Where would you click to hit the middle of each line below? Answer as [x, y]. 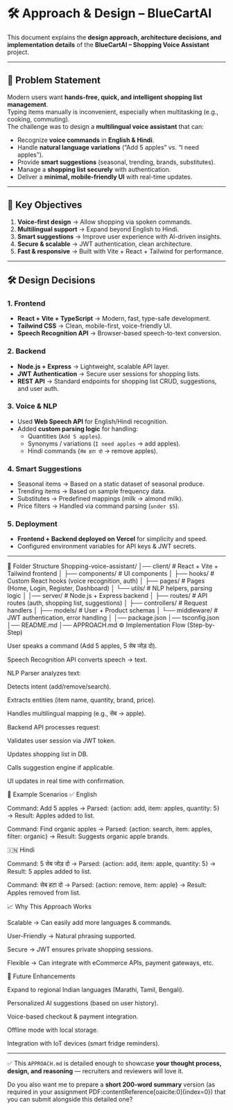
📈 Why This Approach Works [50, 907]
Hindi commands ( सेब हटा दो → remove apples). [93, 450]
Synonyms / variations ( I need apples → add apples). [104, 443]
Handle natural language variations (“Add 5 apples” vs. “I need [108, 147]
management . [28, 104]
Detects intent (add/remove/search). [59, 687]
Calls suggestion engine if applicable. [61, 768]
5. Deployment [32, 524]
